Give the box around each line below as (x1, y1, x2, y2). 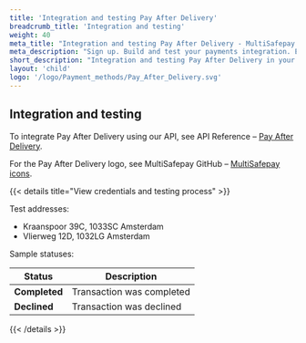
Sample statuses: (9, 248, 75, 259)
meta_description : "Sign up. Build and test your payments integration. (9, 47, 291, 57)
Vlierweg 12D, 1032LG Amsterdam (22, 230, 150, 242)
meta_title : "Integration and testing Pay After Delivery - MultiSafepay (9, 38, 296, 48)
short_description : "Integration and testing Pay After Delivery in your (9, 56, 296, 65)
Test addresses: (9, 203, 70, 214)
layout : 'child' (9, 65, 71, 74)
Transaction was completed (71, 285, 191, 297)
